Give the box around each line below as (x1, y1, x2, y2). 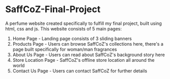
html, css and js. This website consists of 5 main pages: (5, 25, 122, 31)
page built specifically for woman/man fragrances (12, 46, 117, 52)
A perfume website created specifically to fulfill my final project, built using (5, 20, 162, 26)
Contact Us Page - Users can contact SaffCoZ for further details (12, 67, 147, 74)
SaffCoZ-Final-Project (5, 4, 100, 15)
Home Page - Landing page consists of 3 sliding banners (12, 35, 132, 42)
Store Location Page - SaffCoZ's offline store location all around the (12, 57, 155, 63)
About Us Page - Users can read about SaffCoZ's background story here (12, 52, 165, 58)
